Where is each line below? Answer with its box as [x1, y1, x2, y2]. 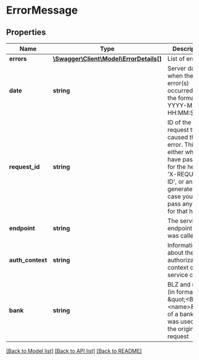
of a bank [167, 310, 194, 318]
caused [167, 133, 188, 141]
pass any [167, 200, 193, 208]
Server [167, 65, 187, 72]
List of [167, 54, 185, 63]
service [167, 271, 188, 279]
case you [167, 192, 193, 200]
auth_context [9, 256, 47, 264]
